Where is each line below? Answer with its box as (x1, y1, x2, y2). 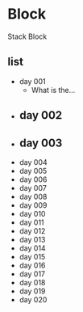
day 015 (19, 251, 46, 261)
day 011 (19, 217, 45, 227)
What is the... (31, 85, 76, 95)
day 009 (19, 200, 48, 210)
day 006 (19, 175, 48, 184)
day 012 (19, 226, 46, 235)
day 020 (19, 294, 48, 304)
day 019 (19, 286, 46, 296)
